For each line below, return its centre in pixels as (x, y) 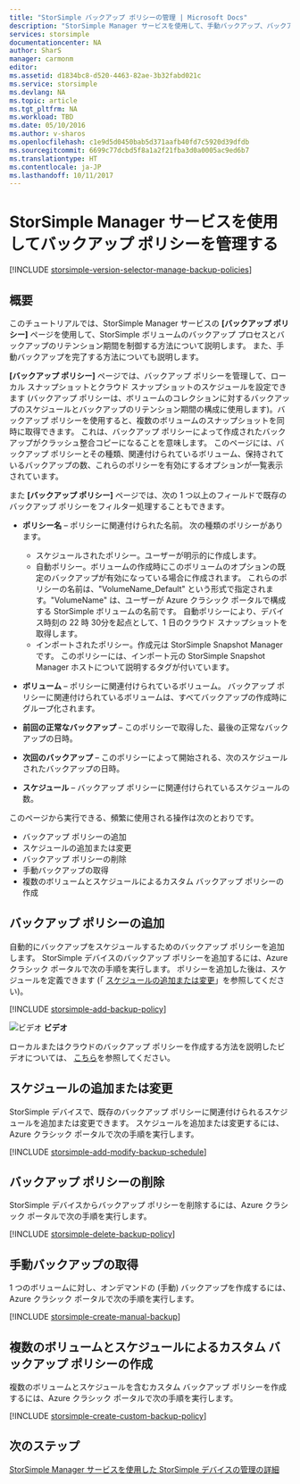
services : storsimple (50, 34)
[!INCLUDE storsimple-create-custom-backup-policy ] (108, 1416)
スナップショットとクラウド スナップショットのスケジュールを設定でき (157, 387)
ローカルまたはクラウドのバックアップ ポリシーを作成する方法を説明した (143, 1046)
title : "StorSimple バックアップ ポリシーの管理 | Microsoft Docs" (129, 17)
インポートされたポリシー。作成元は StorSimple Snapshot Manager (159, 645)
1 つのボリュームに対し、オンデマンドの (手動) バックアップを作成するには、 (150, 1288)
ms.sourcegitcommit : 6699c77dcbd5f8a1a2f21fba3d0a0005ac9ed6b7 (129, 150)
